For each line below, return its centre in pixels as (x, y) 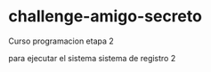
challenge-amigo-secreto (105, 16)
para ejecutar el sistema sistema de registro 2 (92, 58)
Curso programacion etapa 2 (61, 41)
